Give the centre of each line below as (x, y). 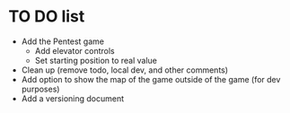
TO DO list (47, 17)
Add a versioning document (73, 98)
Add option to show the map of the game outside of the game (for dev (151, 79)
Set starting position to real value (96, 60)
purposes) (40, 89)
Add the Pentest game (63, 41)
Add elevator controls (75, 50)
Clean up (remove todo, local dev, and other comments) (125, 70)
